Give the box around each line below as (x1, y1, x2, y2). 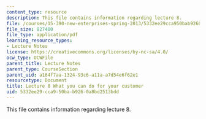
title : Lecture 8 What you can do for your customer (6, 83, 144, 90)
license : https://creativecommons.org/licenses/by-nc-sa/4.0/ (6, 49, 169, 55)
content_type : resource (6, 9, 67, 15)
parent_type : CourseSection (6, 66, 78, 72)
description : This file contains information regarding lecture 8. (6, 15, 183, 21)
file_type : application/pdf (6, 32, 78, 38)
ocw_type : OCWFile (6, 55, 53, 61)
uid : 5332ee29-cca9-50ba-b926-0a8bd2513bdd (6, 89, 120, 95)
